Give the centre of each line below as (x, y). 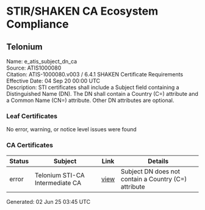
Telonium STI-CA (60, 175)
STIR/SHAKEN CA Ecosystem (82, 11)
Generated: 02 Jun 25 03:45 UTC (48, 201)
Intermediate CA (58, 183)
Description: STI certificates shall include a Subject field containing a (93, 87)
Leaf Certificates (32, 116)
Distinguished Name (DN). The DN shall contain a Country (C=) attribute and (102, 94)
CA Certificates (30, 145)
